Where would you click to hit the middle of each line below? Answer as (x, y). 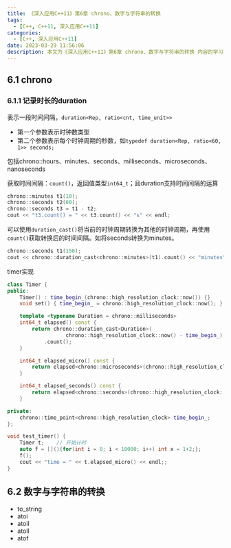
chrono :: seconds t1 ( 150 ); (44, 251)
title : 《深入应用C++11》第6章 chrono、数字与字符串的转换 (84, 13)
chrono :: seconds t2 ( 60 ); (43, 203)
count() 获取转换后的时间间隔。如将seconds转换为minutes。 (92, 238)
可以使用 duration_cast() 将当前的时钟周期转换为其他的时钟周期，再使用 (109, 230)
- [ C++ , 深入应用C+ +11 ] (45, 39)
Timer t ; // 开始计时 (53, 443)
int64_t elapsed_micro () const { (67, 361)
